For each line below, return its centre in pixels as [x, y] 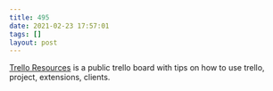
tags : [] [25, 34]
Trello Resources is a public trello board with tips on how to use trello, [137, 68]
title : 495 [29, 17]
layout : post [33, 42]
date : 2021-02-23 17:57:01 [59, 26]
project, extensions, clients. [60, 78]
